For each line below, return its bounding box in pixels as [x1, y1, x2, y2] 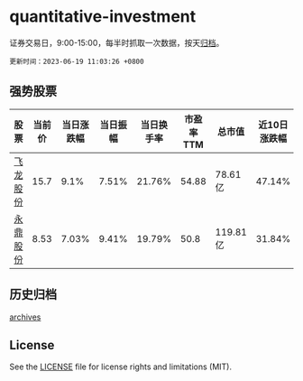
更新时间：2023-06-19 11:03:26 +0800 [9, 57, 144, 66]
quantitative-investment [9, 6, 197, 27]
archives [9, 311, 41, 322]
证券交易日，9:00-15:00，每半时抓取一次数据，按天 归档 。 [9, 37, 225, 48]
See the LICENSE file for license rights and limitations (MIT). [9, 361, 233, 372]
